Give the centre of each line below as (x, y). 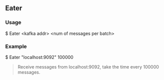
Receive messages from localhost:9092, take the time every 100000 (88, 66)
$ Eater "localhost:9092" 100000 (39, 57)
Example (16, 46)
